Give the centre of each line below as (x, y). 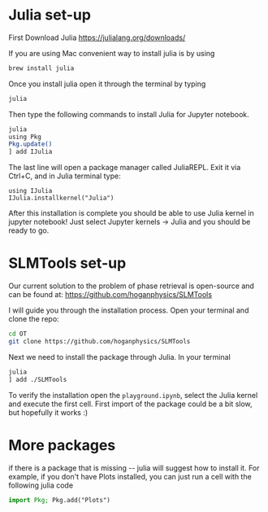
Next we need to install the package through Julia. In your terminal (120, 357)
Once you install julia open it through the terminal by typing (107, 84)
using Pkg (25, 137)
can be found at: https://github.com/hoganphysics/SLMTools (110, 295)
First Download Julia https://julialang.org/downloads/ (97, 37)
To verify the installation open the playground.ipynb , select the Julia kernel (133, 395)
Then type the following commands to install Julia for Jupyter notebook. (129, 114)
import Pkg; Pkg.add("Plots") (60, 500)
